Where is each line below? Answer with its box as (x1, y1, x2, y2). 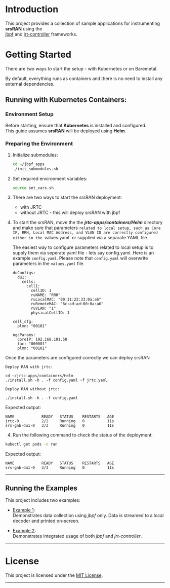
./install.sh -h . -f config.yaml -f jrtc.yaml (5, 378, 108, 383)
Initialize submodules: (12, 152, 58, 158)
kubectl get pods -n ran (5, 442, 58, 447)
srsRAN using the (5, 25, 42, 31)
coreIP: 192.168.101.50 (17, 337, 67, 342)
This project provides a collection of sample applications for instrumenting (5, 20, 160, 26)
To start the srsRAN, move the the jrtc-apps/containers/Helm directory (12, 219, 163, 226)
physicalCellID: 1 (31, 310, 70, 315)
